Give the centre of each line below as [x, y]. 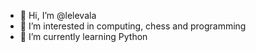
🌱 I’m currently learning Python [83, 36]
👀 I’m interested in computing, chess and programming [133, 26]
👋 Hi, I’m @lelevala [58, 15]
